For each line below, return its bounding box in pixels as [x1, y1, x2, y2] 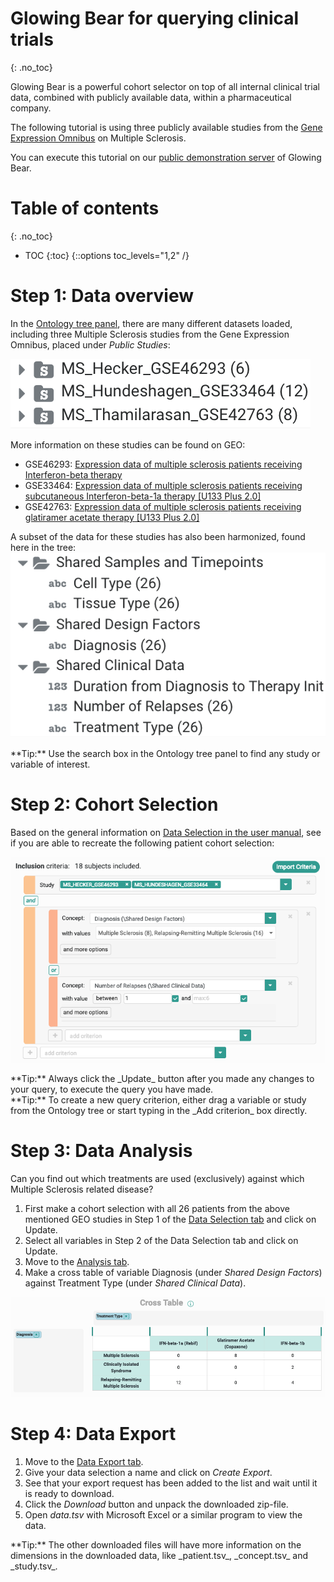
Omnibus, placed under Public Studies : [10, 338, 171, 351]
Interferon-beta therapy [24, 468, 123, 481]
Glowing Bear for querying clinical [10, 7, 300, 30]
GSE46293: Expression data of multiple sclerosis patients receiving [24, 458, 303, 470]
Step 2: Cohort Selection [10, 793, 219, 816]
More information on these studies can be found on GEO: [10, 438, 246, 451]
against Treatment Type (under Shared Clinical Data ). [24, 1277, 247, 1289]
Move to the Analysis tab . [24, 1255, 130, 1267]
